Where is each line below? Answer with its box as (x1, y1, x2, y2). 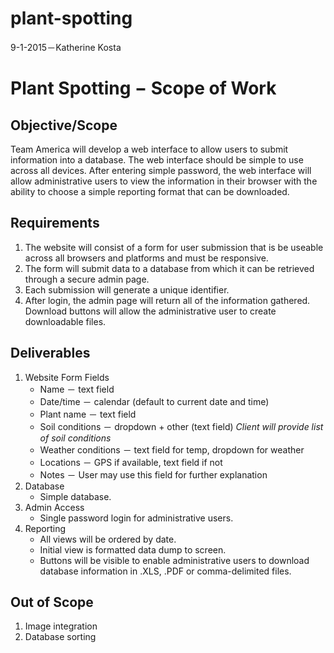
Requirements (10, 215, 100, 232)
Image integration (24, 620, 98, 632)
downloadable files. (24, 315, 107, 327)
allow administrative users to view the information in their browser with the (10, 175, 318, 187)
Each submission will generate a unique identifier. (24, 283, 230, 296)
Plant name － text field (39, 408, 137, 420)
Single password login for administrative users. (39, 512, 234, 524)
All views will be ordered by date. (39, 533, 177, 545)
